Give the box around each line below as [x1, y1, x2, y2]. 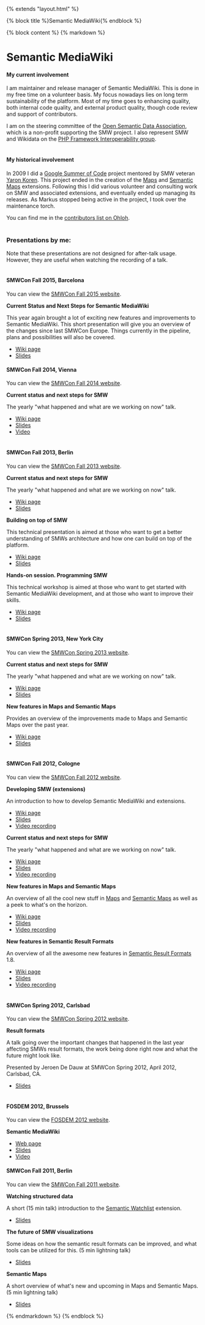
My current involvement [6, 70, 69, 78]
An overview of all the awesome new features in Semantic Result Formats [6, 949, 192, 957]
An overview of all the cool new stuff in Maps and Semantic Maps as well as [6, 894, 198, 902]
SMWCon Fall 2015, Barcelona [6, 277, 84, 284]
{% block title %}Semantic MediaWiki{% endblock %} [6, 17, 142, 24]
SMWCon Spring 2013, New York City [6, 635, 104, 642]
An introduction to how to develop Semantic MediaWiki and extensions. [6, 797, 186, 805]
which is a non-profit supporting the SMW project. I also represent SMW [6, 129, 188, 137]
